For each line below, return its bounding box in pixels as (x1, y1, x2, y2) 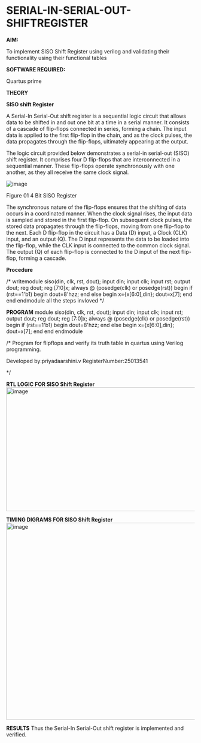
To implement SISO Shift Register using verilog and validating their (6, 47, 170, 55)
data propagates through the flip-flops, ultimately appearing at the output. (6, 137, 188, 145)
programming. (6, 346, 41, 353)
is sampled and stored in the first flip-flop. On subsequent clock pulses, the (6, 216, 193, 223)
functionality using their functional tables (6, 54, 107, 61)
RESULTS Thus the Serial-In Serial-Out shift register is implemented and (6, 724, 184, 732)
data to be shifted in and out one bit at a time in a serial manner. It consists (6, 118, 190, 126)
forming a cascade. (19, 254, 67, 262)
